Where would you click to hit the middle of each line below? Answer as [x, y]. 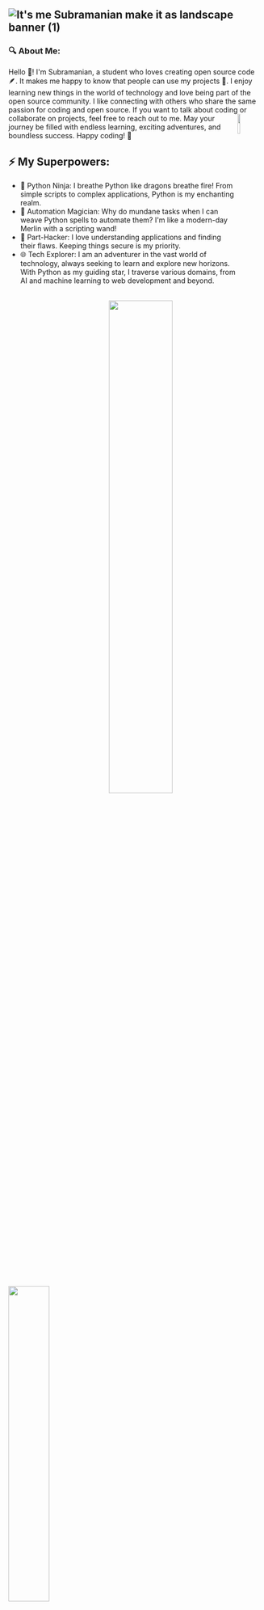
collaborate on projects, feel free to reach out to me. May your [112, 118]
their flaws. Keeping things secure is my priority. [101, 245]
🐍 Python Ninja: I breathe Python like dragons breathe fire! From [126, 185]
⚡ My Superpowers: [59, 162]
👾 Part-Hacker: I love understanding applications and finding [121, 237]
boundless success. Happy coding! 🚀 [70, 135]
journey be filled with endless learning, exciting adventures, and [115, 127]
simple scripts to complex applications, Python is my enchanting [127, 194]
